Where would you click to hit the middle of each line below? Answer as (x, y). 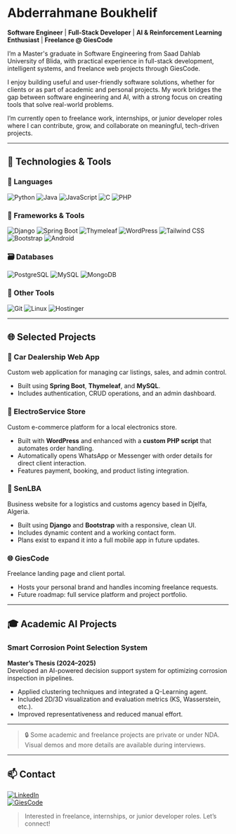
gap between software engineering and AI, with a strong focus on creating (115, 97)
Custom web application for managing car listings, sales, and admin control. (117, 372)
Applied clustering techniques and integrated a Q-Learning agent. (113, 691)
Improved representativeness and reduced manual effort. (100, 714)
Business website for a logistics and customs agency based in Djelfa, (107, 503)
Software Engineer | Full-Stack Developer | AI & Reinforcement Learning (115, 32)
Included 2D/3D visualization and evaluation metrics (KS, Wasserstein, (119, 699)
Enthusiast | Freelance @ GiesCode (60, 39)
